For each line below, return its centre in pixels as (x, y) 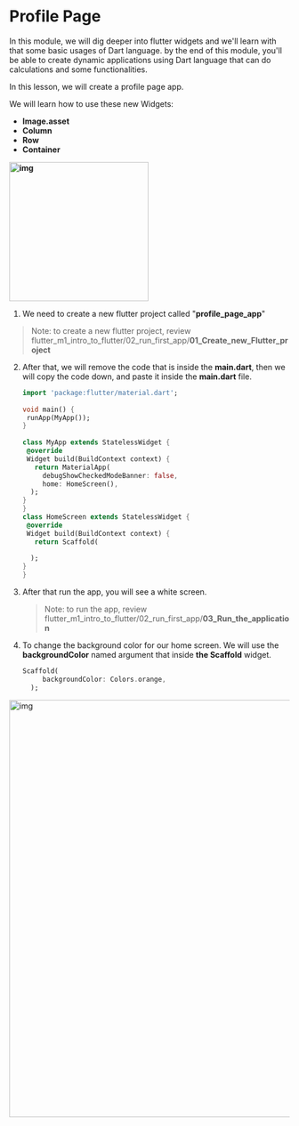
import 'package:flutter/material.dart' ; (100, 393)
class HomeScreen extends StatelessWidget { (106, 517)
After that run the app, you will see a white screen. (114, 592)
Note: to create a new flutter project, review (111, 330)
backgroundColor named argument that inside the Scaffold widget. (146, 655)
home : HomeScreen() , (80, 484)
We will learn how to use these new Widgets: (91, 103)
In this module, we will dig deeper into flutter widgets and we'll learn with (143, 41)
